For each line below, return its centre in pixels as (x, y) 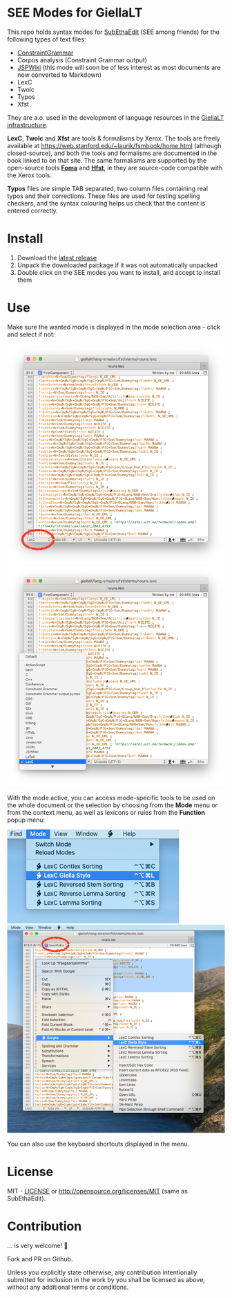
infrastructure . (28, 125)
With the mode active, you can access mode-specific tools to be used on (111, 798)
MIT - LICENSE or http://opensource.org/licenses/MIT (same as (98, 1191)
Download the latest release (57, 258)
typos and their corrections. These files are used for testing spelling (104, 196)
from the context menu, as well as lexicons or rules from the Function (106, 813)
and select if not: (31, 334)
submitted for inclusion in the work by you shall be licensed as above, (106, 1279)
